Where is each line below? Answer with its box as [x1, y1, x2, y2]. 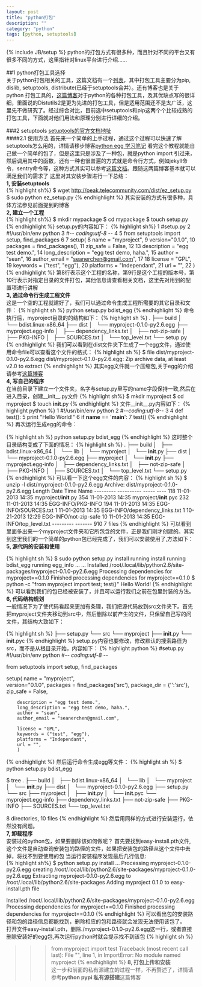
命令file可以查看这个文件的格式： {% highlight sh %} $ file [11, 348, 155, 356]
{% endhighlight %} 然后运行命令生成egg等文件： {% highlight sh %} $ [6, 758, 182, 765]
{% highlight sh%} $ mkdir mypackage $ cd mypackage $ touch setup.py [6, 216, 188, 223]
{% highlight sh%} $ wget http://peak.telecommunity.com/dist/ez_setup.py [6, 187, 192, 194]
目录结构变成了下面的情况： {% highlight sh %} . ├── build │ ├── [6, 441, 173, 449]
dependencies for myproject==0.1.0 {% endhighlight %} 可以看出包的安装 [6, 910, 188, 918]
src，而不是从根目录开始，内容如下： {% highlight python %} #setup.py [6, 645, 185, 652]
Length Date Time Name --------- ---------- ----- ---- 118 [32, 487, 176, 495]
